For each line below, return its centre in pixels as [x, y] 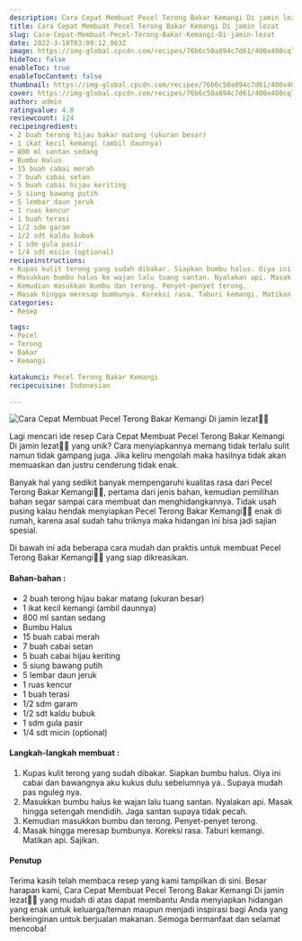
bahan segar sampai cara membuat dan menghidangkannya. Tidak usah [143, 502]
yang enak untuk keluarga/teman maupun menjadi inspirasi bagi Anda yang [149, 909]
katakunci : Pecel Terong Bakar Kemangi [84, 377]
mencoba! [28, 928]
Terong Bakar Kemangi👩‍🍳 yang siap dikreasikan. [99, 557]
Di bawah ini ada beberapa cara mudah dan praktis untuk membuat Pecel [145, 548]
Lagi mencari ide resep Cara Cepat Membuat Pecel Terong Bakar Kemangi [147, 436]
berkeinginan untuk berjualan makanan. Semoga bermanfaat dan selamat [145, 918]
